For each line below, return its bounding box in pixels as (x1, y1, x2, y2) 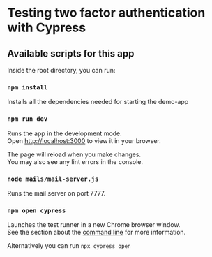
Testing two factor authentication (7, 5, 206, 21)
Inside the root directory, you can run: (7, 66, 116, 74)
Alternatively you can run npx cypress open (7, 242, 131, 250)
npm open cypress (7, 206, 66, 214)
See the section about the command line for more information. (7, 228, 186, 237)
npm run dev (7, 115, 48, 123)
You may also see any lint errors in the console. (7, 157, 143, 166)
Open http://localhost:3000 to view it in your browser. (7, 136, 162, 145)
